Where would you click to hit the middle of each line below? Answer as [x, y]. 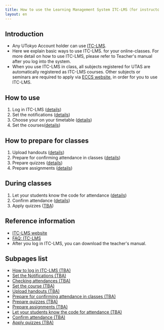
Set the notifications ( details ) [41, 115]
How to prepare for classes [47, 140]
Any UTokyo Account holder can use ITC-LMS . [59, 46]
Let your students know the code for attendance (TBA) [67, 312]
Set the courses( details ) [36, 125]
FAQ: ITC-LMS [27, 238]
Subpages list [26, 259]
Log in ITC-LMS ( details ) [37, 110]
